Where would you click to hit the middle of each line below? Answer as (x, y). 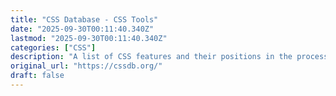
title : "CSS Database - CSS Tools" (84, 19)
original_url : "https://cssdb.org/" (86, 66)
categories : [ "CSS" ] (53, 47)
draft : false (37, 76)
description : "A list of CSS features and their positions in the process (169, 57)
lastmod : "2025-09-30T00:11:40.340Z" (89, 38)
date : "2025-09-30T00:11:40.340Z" (82, 29)
